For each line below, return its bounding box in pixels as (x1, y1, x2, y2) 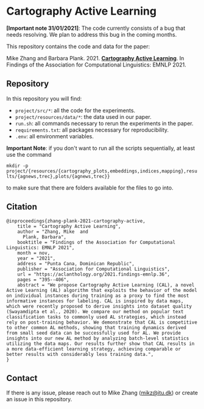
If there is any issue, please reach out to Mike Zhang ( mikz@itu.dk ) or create (6, 389, 199, 397)
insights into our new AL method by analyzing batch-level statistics (6, 335, 189, 341)
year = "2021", (17, 255, 56, 261)
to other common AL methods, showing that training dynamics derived (6, 324, 187, 330)
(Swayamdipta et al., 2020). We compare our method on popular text (6, 308, 184, 315)
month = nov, (17, 250, 51, 256)
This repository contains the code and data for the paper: (6, 43, 150, 50)
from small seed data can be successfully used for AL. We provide (6, 330, 181, 336)
